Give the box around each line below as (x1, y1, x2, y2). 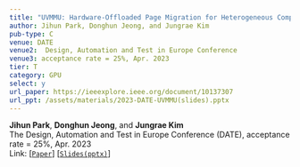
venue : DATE (9, 37, 54, 47)
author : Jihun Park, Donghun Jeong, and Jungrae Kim (9, 21, 210, 30)
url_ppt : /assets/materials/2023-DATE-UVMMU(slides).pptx (9, 95, 229, 105)
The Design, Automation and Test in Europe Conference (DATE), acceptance (9, 130, 290, 140)
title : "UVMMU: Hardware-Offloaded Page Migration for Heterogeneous (9, 12, 274, 22)
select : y (9, 79, 46, 88)
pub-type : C (9, 29, 54, 38)
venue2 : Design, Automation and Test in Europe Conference (9, 46, 238, 55)
